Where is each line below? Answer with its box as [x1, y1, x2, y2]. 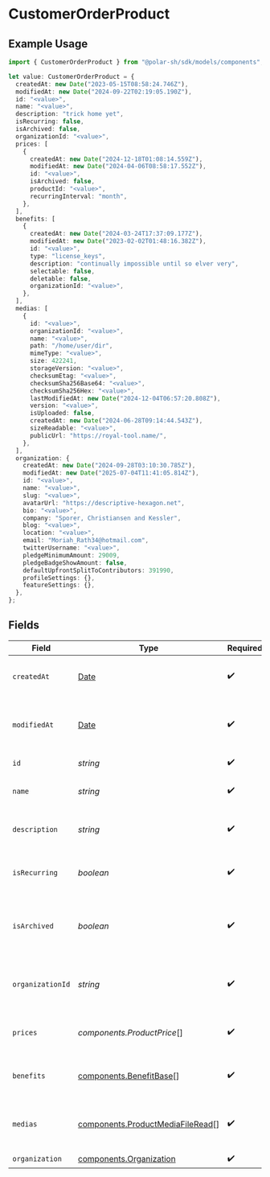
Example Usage [8, 37, 88, 51]
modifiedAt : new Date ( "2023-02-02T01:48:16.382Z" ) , [29, 237, 207, 245]
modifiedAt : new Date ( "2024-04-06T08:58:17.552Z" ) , [29, 163, 207, 171]
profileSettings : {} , [22, 574, 95, 582]
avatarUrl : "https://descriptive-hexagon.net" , [22, 499, 185, 507]
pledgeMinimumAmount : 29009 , [22, 551, 121, 559]
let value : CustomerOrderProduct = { [8, 72, 135, 80]
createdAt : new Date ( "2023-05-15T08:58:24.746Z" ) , [15, 80, 189, 88]
